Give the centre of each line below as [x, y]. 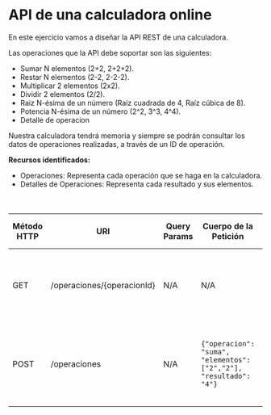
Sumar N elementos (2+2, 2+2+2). [77, 68]
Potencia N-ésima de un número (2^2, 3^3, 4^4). [100, 111]
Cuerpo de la [228, 226]
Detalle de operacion [55, 119]
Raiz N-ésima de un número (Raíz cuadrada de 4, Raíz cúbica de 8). [133, 103]
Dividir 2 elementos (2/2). [63, 94]
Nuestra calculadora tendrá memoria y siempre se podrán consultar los [127, 136]
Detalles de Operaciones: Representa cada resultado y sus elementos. [137, 184]
